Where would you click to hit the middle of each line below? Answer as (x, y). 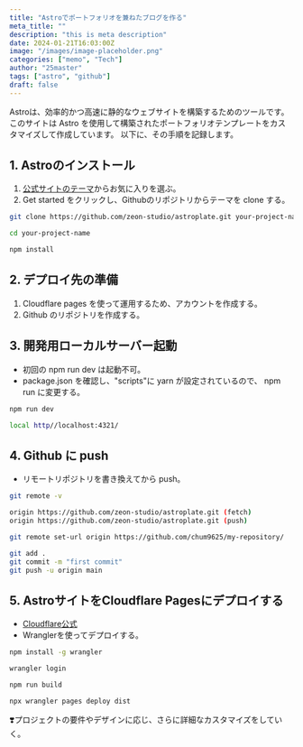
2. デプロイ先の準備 (64, 280)
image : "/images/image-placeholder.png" (87, 51)
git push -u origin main (56, 570)
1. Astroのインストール (72, 166)
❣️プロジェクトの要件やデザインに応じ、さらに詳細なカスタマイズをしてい (146, 719)
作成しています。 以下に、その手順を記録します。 (147, 134)
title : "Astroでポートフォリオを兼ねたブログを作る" (98, 18)
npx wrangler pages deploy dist (70, 701)
